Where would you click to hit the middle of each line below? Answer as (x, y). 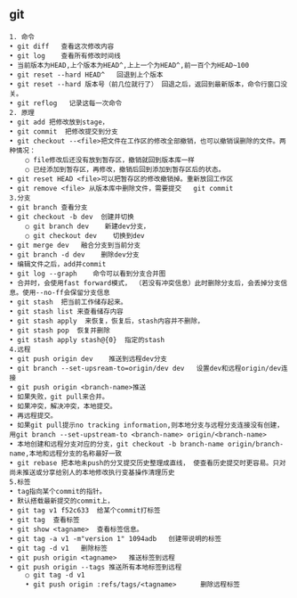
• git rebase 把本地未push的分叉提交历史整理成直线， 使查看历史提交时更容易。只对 (148, 463)
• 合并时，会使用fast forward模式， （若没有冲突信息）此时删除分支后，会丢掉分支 (145, 283)
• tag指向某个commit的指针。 (58, 491)
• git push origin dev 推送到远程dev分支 (88, 359)
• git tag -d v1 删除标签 (59, 548)
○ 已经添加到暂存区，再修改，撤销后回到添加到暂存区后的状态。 (125, 169)
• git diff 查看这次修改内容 (62, 46)
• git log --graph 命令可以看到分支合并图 (88, 274)
